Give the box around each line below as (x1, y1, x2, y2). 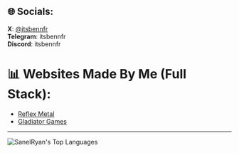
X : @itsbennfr (7, 24, 48, 33)
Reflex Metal (17, 110, 55, 118)
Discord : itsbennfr (7, 39, 61, 48)
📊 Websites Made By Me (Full (7, 66, 187, 82)
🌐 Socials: (7, 6, 54, 18)
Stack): (7, 86, 51, 102)
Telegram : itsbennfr (7, 32, 66, 41)
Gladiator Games (17, 117, 68, 125)
